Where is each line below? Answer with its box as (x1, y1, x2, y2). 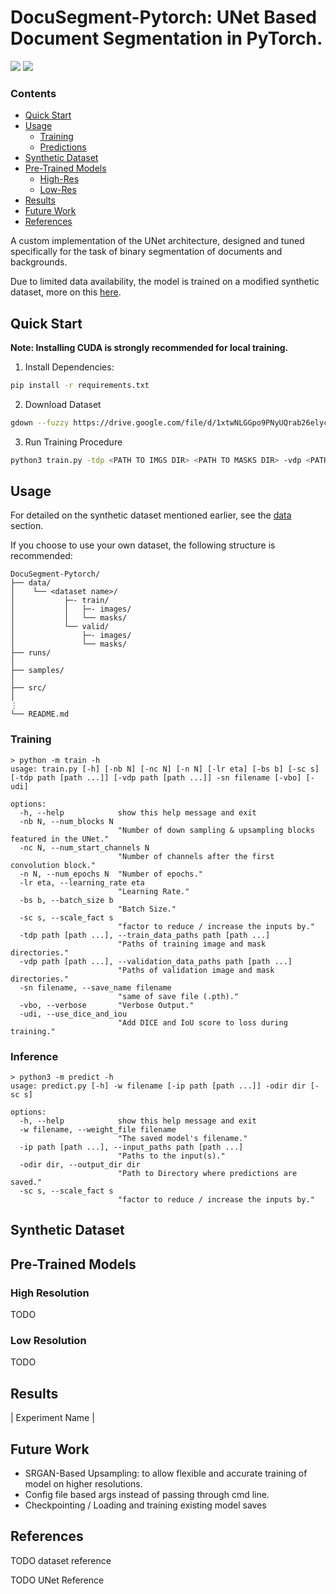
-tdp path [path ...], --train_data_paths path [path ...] (19, 930, 271, 940)
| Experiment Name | (10, 1412, 95, 1424)
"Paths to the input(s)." (117, 1151, 226, 1161)
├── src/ (10, 683, 47, 693)
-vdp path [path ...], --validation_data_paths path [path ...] (19, 956, 293, 966)
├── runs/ (10, 648, 52, 658)
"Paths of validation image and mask (117, 965, 275, 975)
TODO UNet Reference (10, 1574, 105, 1586)
